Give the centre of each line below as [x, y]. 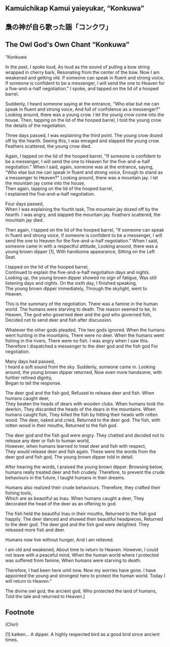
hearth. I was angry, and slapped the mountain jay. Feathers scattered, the [83, 214]
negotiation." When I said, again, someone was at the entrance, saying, [79, 167]
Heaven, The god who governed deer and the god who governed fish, [78, 314]
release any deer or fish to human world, [48, 441]
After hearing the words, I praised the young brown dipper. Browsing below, [84, 467]
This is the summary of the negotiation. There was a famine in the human [82, 304]
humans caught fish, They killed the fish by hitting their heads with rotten [82, 414]
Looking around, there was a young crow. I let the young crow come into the [85, 115]
